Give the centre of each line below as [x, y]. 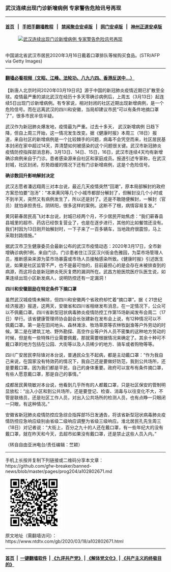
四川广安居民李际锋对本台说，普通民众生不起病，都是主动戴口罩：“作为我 [82, 355]
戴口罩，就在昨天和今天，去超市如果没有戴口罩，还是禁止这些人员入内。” [81, 434]
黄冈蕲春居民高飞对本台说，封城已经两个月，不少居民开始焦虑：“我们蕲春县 [84, 216]
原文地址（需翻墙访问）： [31, 535]
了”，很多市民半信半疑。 [31, 116]
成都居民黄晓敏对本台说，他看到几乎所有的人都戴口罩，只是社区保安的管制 [83, 385]
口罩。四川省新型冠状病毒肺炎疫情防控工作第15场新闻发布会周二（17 [94, 312]
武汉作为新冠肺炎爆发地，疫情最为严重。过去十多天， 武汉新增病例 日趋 [80, 126]
